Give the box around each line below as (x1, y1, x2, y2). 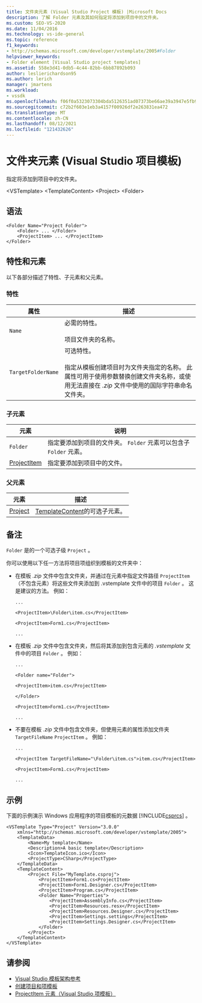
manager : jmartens (6, 82, 52, 88)
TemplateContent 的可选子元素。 (35, 507, 126, 516)
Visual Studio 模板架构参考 (14, 975, 81, 982)
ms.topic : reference (6, 37, 58, 43)
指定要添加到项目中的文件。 (47, 459, 126, 467)
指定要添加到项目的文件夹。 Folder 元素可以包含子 (47, 439, 190, 447)
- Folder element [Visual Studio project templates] (6, 59, 141, 65)
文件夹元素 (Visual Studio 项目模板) (6, 154, 182, 168)
